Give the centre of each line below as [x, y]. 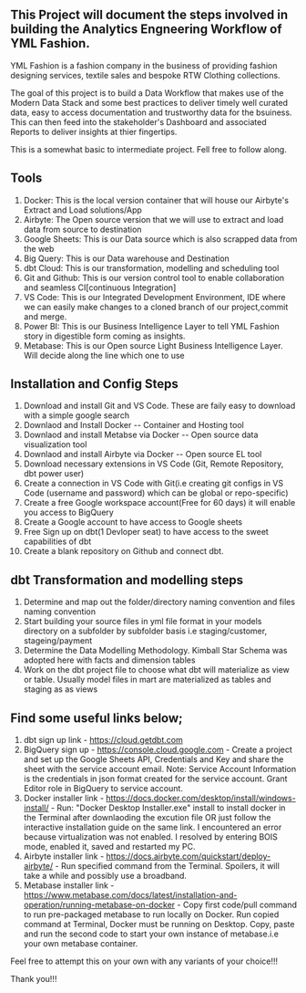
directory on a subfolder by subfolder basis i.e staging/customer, [145, 631]
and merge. [45, 316]
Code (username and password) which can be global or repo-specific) [156, 493]
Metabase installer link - [69, 885]
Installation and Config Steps [94, 384]
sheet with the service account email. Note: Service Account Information [160, 769]
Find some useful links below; [97, 718]
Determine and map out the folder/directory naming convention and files [159, 602]
